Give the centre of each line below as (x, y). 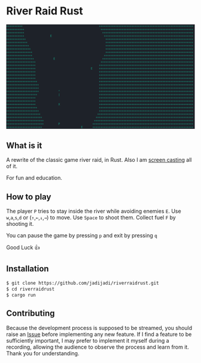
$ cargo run (21, 295)
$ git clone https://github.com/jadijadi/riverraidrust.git (83, 283)
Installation (28, 269)
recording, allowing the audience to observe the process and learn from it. (98, 347)
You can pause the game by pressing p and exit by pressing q (82, 235)
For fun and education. (34, 178)
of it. (12, 167)
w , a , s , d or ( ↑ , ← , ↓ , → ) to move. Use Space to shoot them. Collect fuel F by (91, 217)
